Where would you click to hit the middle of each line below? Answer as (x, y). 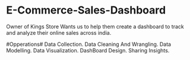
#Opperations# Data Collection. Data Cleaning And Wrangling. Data (88, 44)
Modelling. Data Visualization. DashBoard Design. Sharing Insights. (88, 50)
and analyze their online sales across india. (59, 32)
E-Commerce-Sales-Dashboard (86, 10)
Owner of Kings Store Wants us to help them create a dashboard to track (95, 26)
